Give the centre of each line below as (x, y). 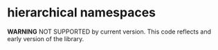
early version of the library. (46, 38)
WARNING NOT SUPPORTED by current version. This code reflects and (109, 32)
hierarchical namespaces (82, 13)
